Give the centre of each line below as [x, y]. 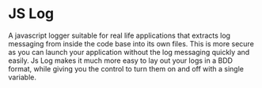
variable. [23, 77]
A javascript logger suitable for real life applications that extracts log [120, 35]
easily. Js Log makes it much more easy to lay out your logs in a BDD [121, 60]
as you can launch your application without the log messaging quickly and [129, 52]
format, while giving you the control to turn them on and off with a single [126, 68]
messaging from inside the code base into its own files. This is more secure [131, 43]
